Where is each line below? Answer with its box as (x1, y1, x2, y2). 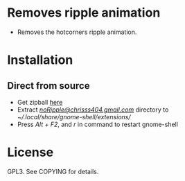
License (7, 144, 54, 160)
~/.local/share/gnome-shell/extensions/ (17, 112, 131, 121)
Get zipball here (17, 98, 63, 106)
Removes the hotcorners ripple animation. (17, 28, 137, 36)
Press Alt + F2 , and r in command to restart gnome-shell (17, 120, 179, 128)
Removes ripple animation (7, 5, 161, 21)
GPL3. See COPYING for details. (7, 167, 99, 175)
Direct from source (7, 80, 90, 92)
